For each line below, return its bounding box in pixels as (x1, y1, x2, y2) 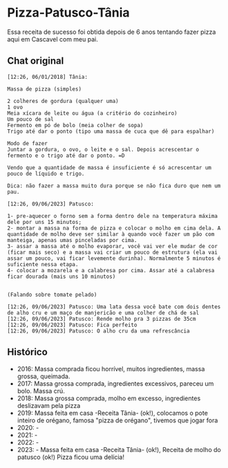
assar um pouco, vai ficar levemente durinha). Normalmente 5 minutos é (7, 254, 221, 262)
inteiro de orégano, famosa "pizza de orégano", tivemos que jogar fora (17, 416, 218, 424)
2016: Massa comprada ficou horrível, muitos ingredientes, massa (17, 364, 205, 373)
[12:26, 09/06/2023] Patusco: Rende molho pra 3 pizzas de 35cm (7, 315, 196, 322)
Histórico (7, 346, 48, 358)
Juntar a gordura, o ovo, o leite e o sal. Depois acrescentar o (7, 146, 199, 153)
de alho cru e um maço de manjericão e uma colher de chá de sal (7, 309, 199, 316)
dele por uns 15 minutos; (7, 218, 82, 225)
